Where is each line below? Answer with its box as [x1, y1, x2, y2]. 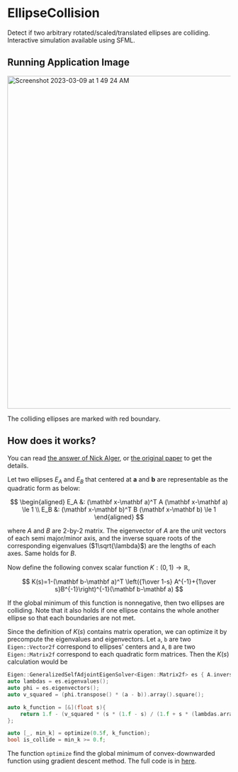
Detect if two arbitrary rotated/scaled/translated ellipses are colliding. [7, 28, 210, 37]
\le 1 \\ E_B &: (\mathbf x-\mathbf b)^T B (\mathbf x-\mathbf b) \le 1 [22, 505, 216, 514]
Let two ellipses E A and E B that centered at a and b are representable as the [7, 475, 229, 485]
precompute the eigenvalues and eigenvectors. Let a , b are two [7, 635, 191, 644]
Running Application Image [7, 57, 130, 69]
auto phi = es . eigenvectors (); [7, 685, 100, 692]
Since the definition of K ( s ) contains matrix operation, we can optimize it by [7, 628, 227, 636]
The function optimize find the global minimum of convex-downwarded [7, 749, 215, 758]
